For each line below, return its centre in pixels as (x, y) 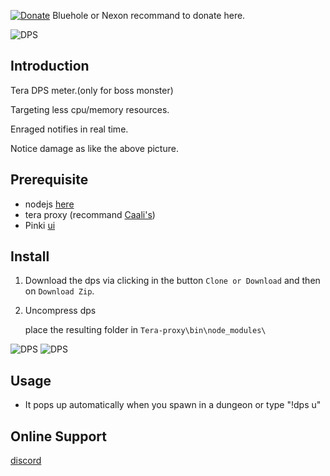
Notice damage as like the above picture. (94, 148)
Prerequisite (49, 180)
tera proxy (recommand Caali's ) (90, 214)
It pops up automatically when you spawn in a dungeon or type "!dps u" (173, 405)
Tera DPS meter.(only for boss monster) (92, 90)
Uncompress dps (60, 311)
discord (26, 461)
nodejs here (49, 204)
